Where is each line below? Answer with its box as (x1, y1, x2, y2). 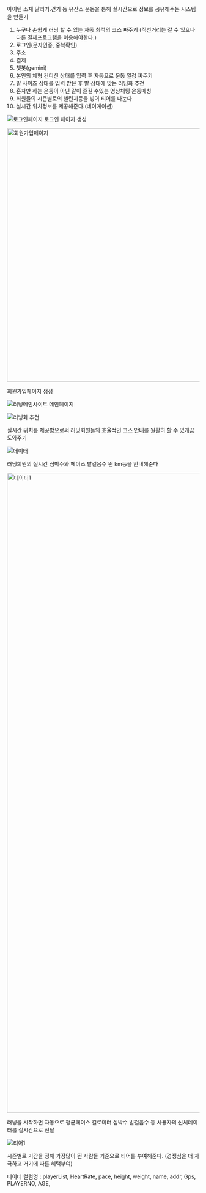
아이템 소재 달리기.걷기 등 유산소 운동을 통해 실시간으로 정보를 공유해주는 (7, 6, 180, 12)
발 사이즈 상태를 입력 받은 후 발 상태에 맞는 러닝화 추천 (15, 80, 145, 87)
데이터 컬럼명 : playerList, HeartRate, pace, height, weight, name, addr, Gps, (7, 1173, 196, 1180)
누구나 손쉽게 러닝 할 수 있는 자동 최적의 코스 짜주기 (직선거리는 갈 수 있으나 (15, 26, 196, 33)
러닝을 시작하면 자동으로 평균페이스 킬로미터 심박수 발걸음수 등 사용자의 (7, 1119, 177, 1126)
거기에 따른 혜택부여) (23, 1160, 73, 1167)
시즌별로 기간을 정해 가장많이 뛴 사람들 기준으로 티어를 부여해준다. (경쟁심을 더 (7, 1153, 193, 1159)
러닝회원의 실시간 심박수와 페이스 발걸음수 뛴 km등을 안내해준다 (7, 460, 158, 467)
